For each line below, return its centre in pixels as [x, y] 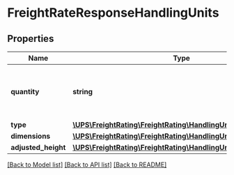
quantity [25, 92]
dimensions [31, 136]
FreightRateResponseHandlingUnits [113, 13]
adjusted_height [38, 147]
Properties [31, 39]
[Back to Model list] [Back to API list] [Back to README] [87, 165]
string [83, 92]
